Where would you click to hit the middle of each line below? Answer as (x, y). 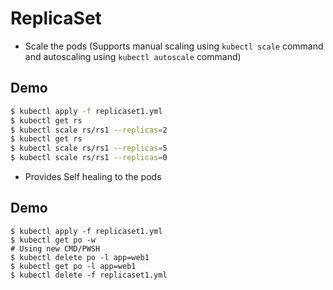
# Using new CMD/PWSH (55, 248)
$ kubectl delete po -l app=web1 (80, 257)
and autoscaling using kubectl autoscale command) (133, 56)
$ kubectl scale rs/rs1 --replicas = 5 (89, 148)
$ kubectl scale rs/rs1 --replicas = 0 (89, 158)
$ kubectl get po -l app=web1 (73, 266)
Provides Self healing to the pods (93, 176)
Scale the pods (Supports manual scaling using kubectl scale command (174, 46)
